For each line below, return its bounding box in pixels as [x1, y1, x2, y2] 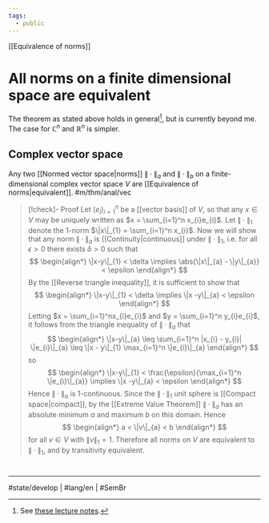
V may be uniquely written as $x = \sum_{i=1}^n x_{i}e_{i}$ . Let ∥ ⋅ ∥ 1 [27, 215, 254, 227]
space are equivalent [8, 86, 151, 104]
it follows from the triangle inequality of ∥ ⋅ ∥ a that [27, 320, 191, 332]
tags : [8, 11, 26, 20]
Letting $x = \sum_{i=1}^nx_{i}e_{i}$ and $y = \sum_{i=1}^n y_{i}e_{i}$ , [27, 312, 260, 321]
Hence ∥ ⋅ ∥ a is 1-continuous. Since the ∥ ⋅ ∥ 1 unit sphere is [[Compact [27, 389, 256, 400]
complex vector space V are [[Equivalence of [50, 179, 199, 189]
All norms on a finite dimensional [8, 69, 231, 87]
